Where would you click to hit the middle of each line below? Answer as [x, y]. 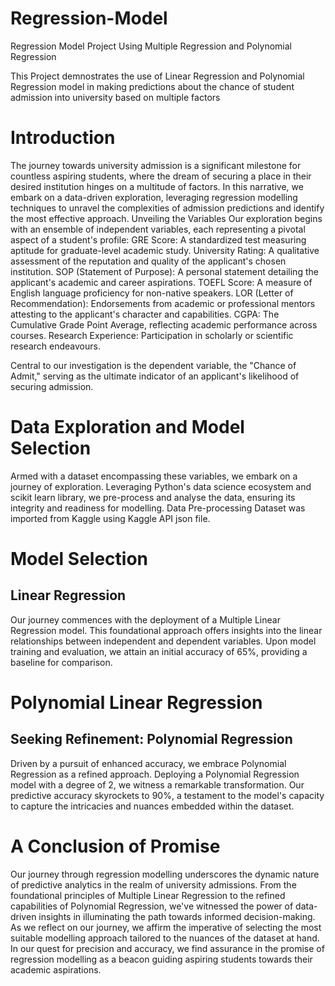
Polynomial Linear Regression [136, 703]
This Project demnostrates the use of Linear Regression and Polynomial [157, 76]
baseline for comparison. [61, 662]
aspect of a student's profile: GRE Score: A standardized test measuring [158, 239]
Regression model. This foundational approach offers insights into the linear [166, 630]
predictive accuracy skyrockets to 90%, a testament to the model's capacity [167, 795]
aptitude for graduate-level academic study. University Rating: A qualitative [165, 250]
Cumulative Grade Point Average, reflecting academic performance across [164, 324]
